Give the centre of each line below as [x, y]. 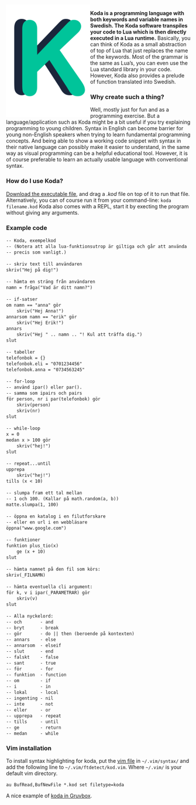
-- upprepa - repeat [34, 716]
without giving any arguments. [42, 212]
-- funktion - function [36, 675]
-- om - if [28, 681]
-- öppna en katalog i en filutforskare [56, 516]
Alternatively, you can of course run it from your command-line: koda [89, 200]
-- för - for [30, 669]
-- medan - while [32, 733]
